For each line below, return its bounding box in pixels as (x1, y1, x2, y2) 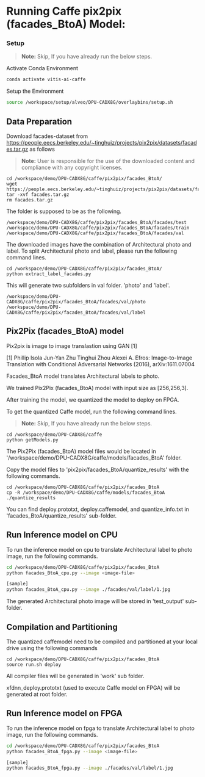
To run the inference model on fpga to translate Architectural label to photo (6, 725, 195, 732)
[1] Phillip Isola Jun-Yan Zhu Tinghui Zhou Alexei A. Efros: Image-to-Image (6, 354, 193, 361)
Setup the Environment (6, 87, 64, 95)
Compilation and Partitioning (6, 621, 118, 632)
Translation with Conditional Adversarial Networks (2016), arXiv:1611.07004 (6, 360, 195, 367)
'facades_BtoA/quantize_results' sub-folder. (6, 511, 117, 519)
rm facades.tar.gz (6, 197, 53, 203)
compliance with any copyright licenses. (21, 164, 123, 172)
